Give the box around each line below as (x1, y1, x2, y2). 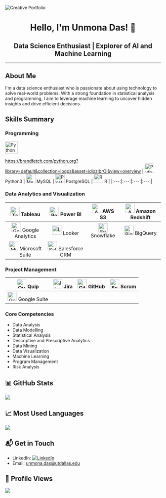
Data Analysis (12, 322, 41, 328)
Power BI (60, 211, 82, 218)
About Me (5, 72, 36, 80)
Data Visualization (12, 348, 49, 354)
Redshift (130, 214, 151, 221)
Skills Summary (5, 115, 54, 124)
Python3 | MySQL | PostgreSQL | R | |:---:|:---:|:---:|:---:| (5, 178, 152, 184)
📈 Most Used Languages (5, 409, 84, 417)
